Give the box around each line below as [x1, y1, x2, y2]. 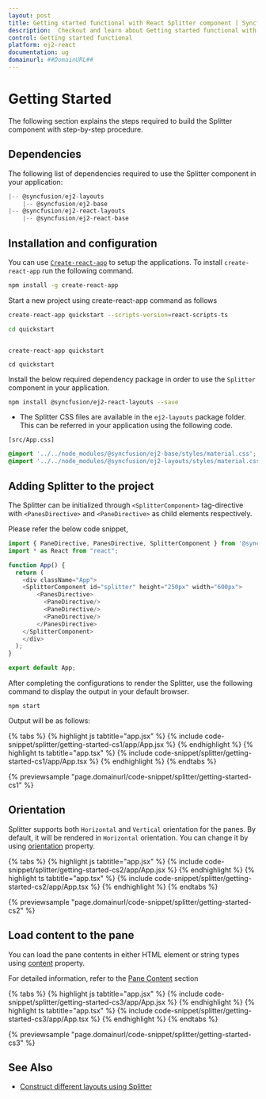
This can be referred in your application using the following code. [19, 421, 234, 431]
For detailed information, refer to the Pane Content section [8, 973, 199, 983]
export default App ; [8, 664, 77, 672]
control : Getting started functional [8, 33, 133, 42]
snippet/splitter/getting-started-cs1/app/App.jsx [8, 740, 165, 749]
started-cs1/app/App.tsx [8, 756, 88, 766]
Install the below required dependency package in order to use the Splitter [8, 374, 256, 384]
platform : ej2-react [8, 41, 77, 49]
